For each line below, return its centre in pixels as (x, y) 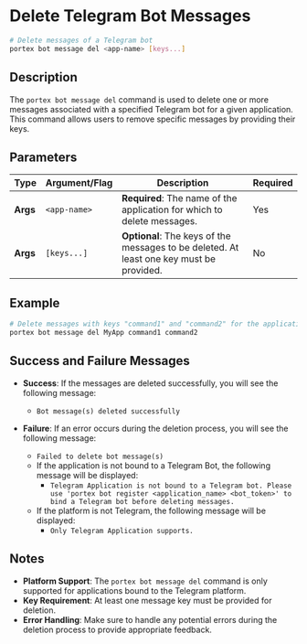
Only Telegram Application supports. (122, 531)
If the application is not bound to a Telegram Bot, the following (153, 465)
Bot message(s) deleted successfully (108, 411)
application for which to (172, 209)
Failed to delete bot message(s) (100, 456)
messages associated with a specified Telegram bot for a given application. (152, 109)
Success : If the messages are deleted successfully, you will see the (150, 383)
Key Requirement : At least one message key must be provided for (147, 600)
